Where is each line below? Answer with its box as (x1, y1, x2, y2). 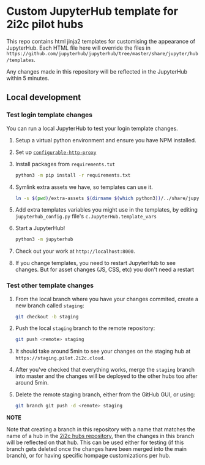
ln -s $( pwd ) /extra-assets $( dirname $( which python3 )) (15, 195, 161, 201)
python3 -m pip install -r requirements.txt (15, 172, 131, 179)
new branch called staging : (15, 302, 84, 309)
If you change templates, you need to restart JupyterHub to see (15, 259, 176, 267)
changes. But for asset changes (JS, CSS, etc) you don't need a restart (15, 266, 195, 274)
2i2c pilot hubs (6, 17, 84, 31)
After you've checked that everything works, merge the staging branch (15, 366, 195, 374)
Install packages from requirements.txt (15, 160, 115, 167)
